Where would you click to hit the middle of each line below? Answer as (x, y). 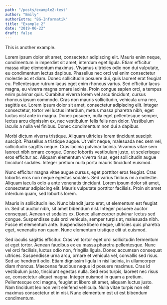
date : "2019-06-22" (25, 29)
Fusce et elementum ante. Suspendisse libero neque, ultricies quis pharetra (83, 224)
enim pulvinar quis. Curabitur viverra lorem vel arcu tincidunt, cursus (76, 94)
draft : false (19, 33)
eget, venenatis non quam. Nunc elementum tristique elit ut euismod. (76, 230)
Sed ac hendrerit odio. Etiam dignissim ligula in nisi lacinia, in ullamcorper (81, 261)
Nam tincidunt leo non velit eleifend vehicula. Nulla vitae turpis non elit (77, 287)
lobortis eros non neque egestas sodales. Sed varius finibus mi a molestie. (82, 178)
